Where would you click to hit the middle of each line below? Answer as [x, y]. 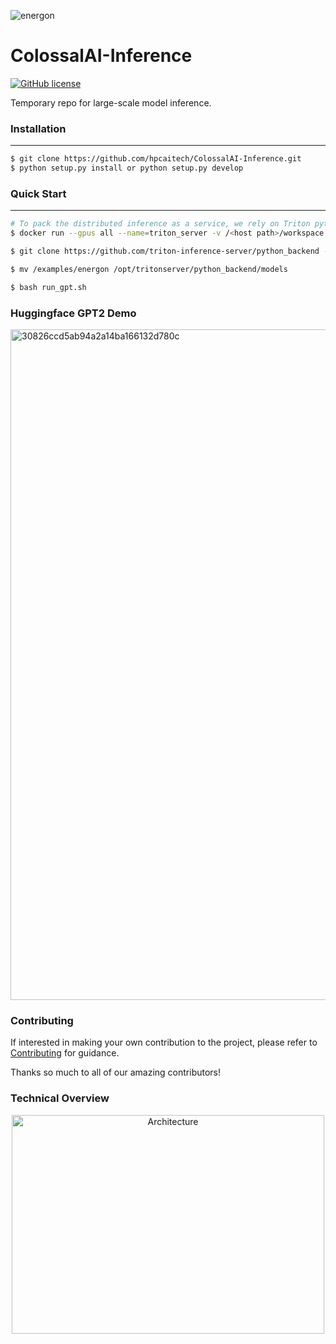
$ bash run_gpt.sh [48, 287]
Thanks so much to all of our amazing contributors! [116, 1072]
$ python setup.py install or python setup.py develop [127, 168]
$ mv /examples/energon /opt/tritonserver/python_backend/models [149, 269]
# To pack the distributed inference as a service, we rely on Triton [160, 224]
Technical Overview [60, 1098]
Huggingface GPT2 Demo [73, 313]
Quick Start [38, 193]
